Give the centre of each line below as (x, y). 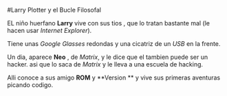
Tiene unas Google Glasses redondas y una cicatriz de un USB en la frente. (114, 44)
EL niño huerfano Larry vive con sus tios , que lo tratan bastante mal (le (109, 23)
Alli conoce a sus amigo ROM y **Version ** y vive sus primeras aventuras (114, 77)
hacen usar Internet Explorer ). (50, 31)
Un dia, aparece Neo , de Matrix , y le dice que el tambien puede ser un (108, 57)
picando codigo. (30, 85)
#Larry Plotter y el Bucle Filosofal (54, 10)
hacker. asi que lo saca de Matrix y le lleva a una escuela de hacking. (105, 64)
